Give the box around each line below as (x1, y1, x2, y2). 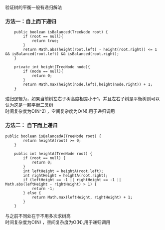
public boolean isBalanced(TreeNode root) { (14, 29, 108, 35)
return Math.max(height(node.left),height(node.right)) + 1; (23, 82, 153, 87)
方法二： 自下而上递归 (5, 122, 58, 129)
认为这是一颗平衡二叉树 (5, 102, 53, 108)
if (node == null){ (23, 69, 64, 74)
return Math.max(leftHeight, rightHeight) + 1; (31, 195, 133, 200)
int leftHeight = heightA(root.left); (23, 169, 104, 174)
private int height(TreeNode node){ (14, 64, 91, 70)
